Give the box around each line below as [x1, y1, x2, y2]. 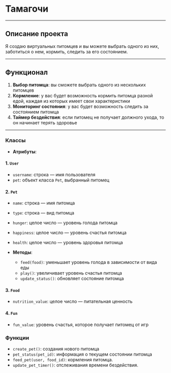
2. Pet [5, 189, 18, 195]
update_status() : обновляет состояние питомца [20, 276, 124, 282]
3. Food [5, 287, 20, 293]
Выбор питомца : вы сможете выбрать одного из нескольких [12, 82, 146, 88]
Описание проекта [5, 30, 68, 38]
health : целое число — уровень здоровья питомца [12, 239, 123, 246]
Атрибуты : [12, 148, 37, 154]
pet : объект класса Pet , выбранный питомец [12, 177, 109, 183]
